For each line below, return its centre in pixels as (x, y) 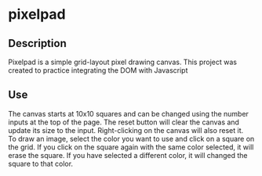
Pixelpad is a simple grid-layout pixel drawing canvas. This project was (123, 62)
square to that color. (40, 163)
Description (37, 43)
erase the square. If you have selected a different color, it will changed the (128, 155)
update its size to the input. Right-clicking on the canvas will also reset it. (126, 130)
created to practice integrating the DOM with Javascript (98, 70)
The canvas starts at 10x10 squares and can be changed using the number (129, 113)
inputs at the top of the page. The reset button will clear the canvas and (124, 122)
